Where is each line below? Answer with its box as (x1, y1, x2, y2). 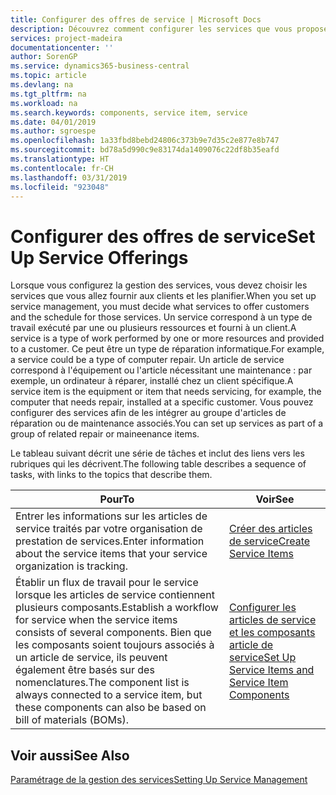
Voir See (255, 492, 295, 506)
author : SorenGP (10, 52, 78, 62)
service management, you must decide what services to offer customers (10, 301, 310, 313)
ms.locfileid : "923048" (10, 182, 110, 192)
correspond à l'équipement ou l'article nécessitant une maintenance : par (10, 364, 313, 376)
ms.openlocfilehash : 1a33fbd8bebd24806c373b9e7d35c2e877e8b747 (10, 136, 280, 146)
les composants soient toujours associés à (15, 638, 215, 652)
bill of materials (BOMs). (15, 713, 129, 727)
